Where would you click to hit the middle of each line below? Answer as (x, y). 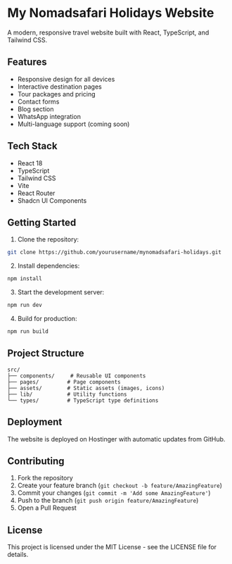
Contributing (36, 461)
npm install (25, 279)
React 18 (30, 163)
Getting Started (42, 222)
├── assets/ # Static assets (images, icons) (86, 388)
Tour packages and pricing (57, 94)
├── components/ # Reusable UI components (77, 376)
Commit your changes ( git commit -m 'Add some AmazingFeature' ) (114, 493)
